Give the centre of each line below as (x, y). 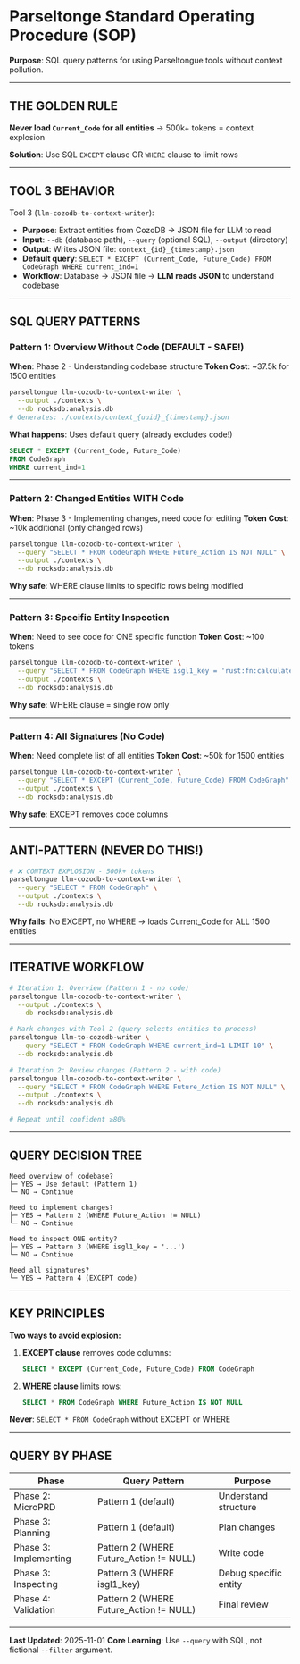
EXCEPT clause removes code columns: (96, 1352)
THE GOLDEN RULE (63, 106)
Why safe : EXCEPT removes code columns (89, 814)
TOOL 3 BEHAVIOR (62, 191)
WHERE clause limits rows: (72, 1386)
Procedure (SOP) (73, 35)
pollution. (26, 70)
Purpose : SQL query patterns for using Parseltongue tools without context (146, 60)
